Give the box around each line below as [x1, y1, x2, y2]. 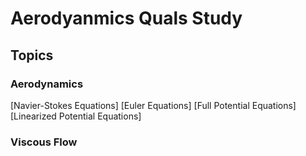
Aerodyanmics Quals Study [10, 7, 243, 30]
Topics [10, 47, 54, 64]
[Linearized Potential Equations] [10, 110, 142, 122]
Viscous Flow [10, 135, 78, 149]
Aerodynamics [10, 77, 84, 91]
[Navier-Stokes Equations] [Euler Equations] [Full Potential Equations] [10, 99, 297, 111]
